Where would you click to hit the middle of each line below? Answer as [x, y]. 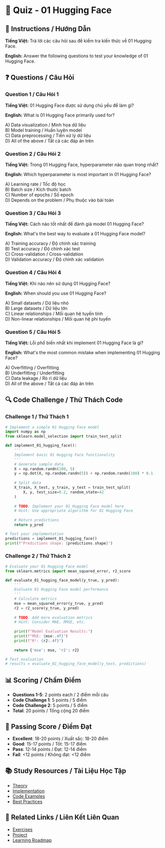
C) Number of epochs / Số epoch [39, 195]
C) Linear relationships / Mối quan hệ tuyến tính [54, 314]
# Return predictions [36, 520]
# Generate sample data [39, 464]
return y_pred [29, 525]
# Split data [28, 483]
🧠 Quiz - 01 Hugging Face [58, 10]
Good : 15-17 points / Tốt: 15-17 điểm [49, 744]
